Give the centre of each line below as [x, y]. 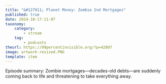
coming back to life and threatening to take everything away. [69, 76]
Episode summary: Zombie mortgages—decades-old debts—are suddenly [83, 71]
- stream [33, 33]
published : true [22, 15]
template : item [21, 57]
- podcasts [35, 43]
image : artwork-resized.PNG [35, 52]
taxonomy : [16, 24]
